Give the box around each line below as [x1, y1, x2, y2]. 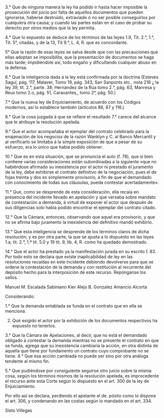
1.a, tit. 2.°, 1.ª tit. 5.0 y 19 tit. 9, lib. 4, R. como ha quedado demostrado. [5, 239, 148, 245]
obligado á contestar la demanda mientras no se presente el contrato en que [5, 337, 159, 343]
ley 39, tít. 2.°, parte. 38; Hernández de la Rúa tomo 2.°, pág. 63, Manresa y [5, 85, 156, 90]
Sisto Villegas [5, 408, 33, 413]
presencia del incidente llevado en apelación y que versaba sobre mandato [5, 194, 156, 200]
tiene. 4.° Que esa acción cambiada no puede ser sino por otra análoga [5, 353, 149, 359]
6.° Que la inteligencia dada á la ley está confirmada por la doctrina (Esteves [5, 74, 159, 80]
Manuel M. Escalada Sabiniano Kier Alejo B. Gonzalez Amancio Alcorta [5, 284, 147, 290]
